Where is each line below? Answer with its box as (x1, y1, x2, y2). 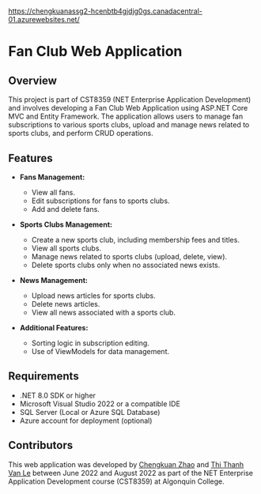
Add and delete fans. (31, 205, 100, 213)
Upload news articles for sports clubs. (31, 291, 156, 300)
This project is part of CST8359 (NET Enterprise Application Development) (8, 95, 252, 104)
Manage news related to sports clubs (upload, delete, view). (31, 252, 228, 261)
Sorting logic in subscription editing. (31, 338, 150, 348)
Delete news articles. (31, 300, 100, 308)
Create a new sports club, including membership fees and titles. (31, 236, 240, 244)
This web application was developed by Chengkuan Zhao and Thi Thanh (8, 459, 244, 469)
